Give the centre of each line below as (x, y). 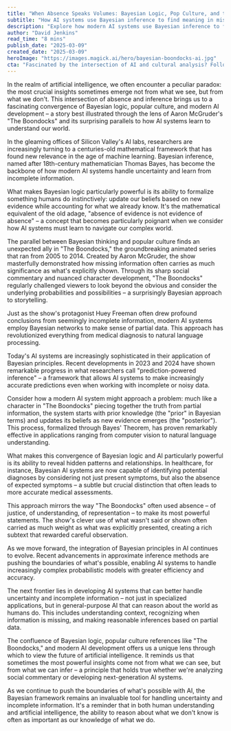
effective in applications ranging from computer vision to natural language (112, 435)
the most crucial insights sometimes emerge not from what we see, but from (115, 92)
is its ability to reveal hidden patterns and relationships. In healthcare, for (110, 463)
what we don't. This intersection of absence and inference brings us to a (110, 99)
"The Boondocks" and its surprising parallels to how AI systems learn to (109, 120)
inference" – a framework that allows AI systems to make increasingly (106, 378)
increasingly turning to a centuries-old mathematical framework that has (110, 149)
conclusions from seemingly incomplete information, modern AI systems (110, 320)
